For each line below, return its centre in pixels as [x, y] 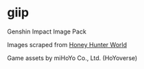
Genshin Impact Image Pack [47, 31]
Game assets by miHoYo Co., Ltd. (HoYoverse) [72, 58]
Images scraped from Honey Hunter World [67, 44]
